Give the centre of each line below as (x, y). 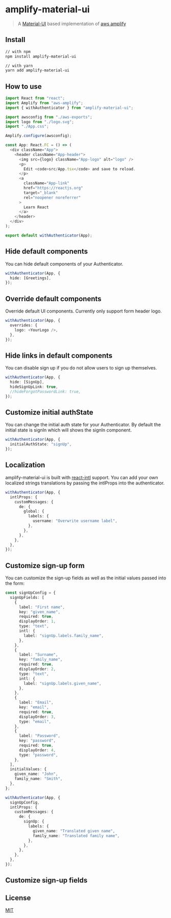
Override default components (53, 299)
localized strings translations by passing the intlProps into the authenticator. (85, 483)
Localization (25, 465)
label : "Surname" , (38, 655)
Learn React (36, 207)
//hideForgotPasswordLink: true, (45, 392)
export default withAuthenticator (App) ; (49, 235)
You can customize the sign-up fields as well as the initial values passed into (86, 578)
